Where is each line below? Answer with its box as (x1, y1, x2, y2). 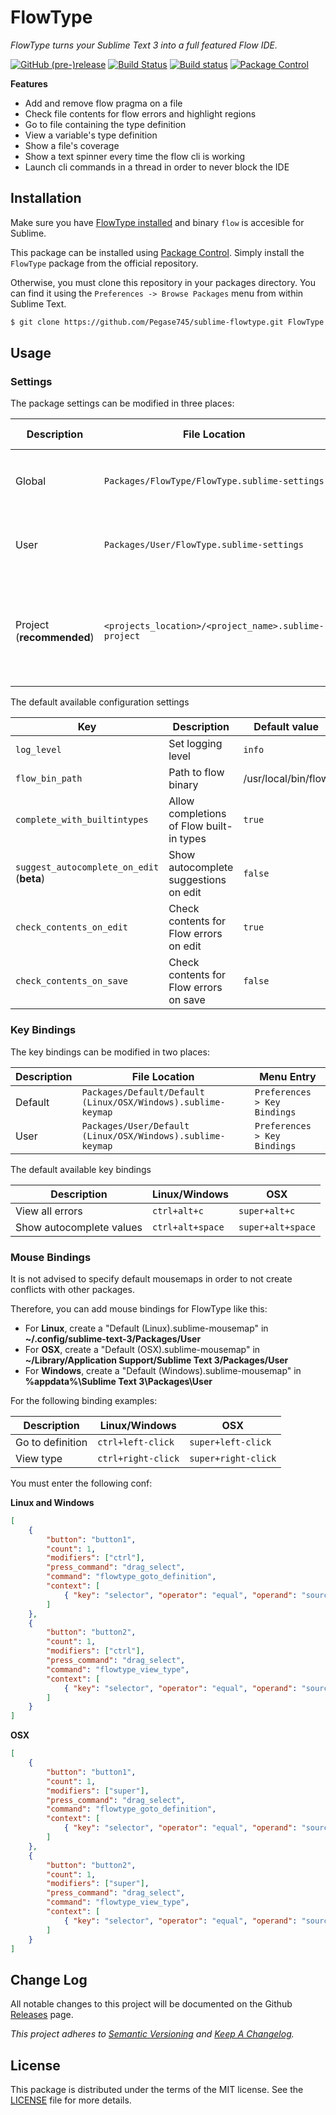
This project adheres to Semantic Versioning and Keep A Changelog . (10, 2028, 295, 2040)
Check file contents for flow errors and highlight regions (24, 107, 257, 120)
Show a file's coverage (24, 139, 120, 151)
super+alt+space (238, 1221, 316, 1233)
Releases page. (10, 2009, 74, 2021)
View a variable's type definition (24, 129, 158, 141)
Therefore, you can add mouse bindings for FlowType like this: (10, 1302, 268, 1315)
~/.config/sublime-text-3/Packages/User (24, 1332, 202, 1345)
